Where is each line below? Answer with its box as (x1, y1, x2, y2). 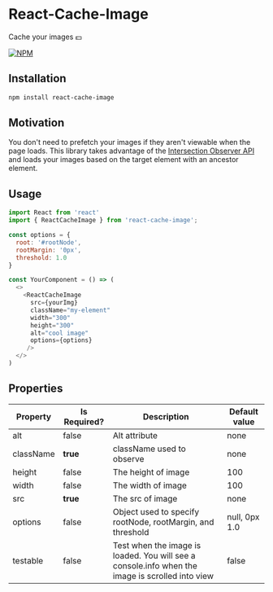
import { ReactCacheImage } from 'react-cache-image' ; (8, 217, 198, 225)
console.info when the (112, 559, 197, 571)
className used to (112, 443, 187, 454)
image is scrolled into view (112, 570, 214, 581)
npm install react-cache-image (8, 93, 115, 102)
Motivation (8, 116, 65, 130)
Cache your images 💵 (8, 32, 83, 42)
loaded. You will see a (112, 550, 197, 561)
